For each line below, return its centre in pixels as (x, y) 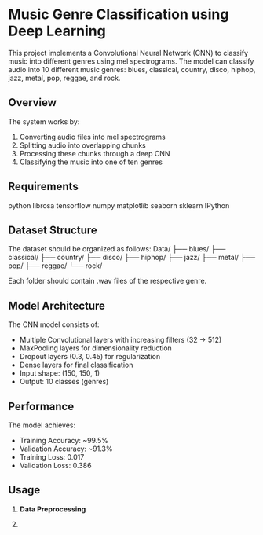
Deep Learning (57, 31)
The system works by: (44, 121)
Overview (33, 103)
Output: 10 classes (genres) (64, 382)
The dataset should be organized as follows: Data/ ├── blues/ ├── (117, 249)
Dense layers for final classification (76, 365)
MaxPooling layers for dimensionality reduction (96, 348)
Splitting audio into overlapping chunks (83, 145)
